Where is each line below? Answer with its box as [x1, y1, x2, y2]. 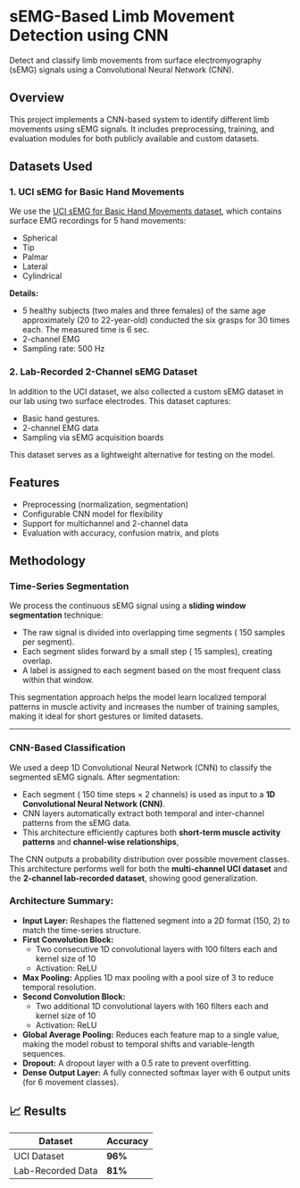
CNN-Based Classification [9, 742, 126, 754]
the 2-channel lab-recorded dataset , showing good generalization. [9, 872, 259, 883]
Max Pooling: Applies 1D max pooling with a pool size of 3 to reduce [21, 972, 274, 982]
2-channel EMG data [21, 422, 99, 433]
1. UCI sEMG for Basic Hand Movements [9, 186, 185, 198]
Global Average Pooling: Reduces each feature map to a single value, [21, 1029, 279, 1040]
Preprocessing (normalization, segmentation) [21, 499, 189, 510]
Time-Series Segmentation [9, 579, 129, 592]
